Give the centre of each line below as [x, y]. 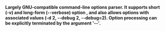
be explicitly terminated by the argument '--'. [53, 23]
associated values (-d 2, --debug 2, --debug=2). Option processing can [81, 18]
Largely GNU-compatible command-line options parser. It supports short [82, 7]
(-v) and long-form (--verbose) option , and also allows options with [77, 12]
